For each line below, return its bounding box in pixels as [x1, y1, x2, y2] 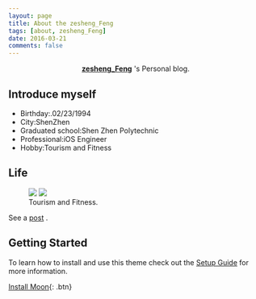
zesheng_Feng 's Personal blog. [82, 64, 190, 73]
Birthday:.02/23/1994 [19, 108, 91, 118]
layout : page [8, 11, 52, 20]
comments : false [8, 42, 63, 50]
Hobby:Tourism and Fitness [19, 143, 111, 152]
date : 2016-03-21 [8, 34, 67, 43]
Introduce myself [8, 87, 97, 101]
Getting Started [8, 236, 88, 250]
